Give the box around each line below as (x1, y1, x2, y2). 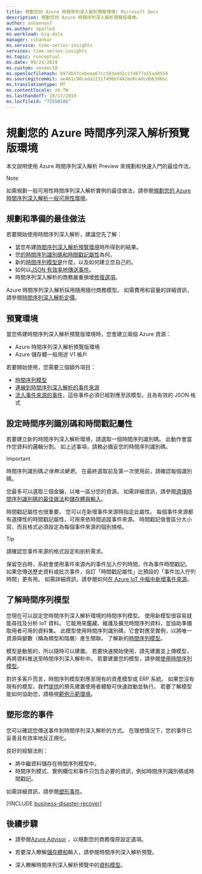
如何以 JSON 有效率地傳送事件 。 (14, 266, 94, 273)
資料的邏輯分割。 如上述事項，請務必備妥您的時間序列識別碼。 (16, 443, 171, 450)
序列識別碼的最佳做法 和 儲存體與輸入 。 (11, 495, 106, 502)
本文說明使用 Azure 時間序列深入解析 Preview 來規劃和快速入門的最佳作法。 (6, 162, 194, 169)
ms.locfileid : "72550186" (6, 98, 71, 104)
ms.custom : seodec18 (6, 64, 58, 71)
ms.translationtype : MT (6, 82, 66, 88)
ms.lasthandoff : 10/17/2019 (6, 93, 77, 99)
